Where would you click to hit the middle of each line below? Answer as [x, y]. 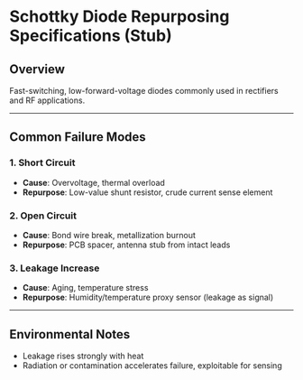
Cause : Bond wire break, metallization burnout [109, 235]
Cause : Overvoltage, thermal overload [93, 182]
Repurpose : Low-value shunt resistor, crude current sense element [147, 192]
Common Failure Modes [78, 137]
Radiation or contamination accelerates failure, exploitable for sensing [152, 366]
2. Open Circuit [43, 216]
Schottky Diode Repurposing [119, 17]
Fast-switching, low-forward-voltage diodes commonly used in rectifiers [144, 91]
